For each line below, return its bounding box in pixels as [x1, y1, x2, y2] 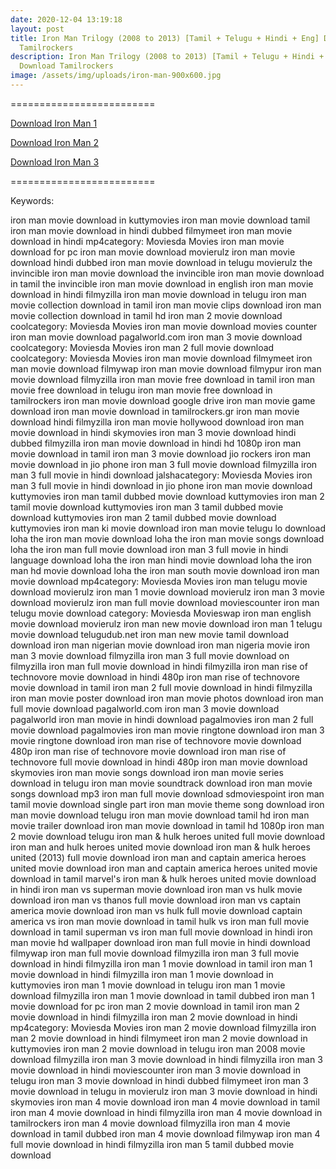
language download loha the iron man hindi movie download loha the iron [10, 554, 313, 566]
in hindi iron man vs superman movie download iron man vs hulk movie [10, 883, 303, 895]
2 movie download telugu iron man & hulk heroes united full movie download [10, 830, 326, 842]
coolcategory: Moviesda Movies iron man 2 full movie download [10, 341, 275, 353]
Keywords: [10, 194, 55, 206]
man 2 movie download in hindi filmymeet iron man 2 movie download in [10, 1032, 308, 1044]
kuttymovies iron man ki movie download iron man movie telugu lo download [10, 522, 326, 534]
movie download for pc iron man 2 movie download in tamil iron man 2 [10, 1000, 300, 1012]
